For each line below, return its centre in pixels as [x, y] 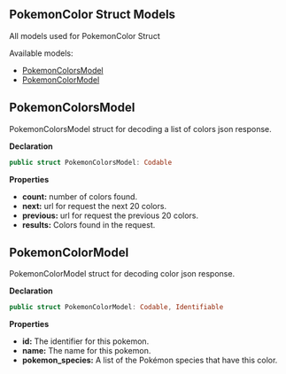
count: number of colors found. [80, 196]
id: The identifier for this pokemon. [85, 341]
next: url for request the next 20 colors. [94, 206]
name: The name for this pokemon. [86, 351]
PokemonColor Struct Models [92, 15]
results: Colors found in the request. [89, 224]
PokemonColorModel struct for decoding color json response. [122, 274]
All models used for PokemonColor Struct [85, 35]
